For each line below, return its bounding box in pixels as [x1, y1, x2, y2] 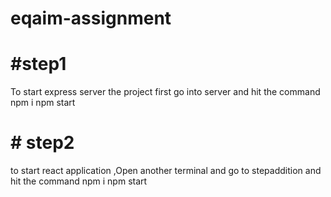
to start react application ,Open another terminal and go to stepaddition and [10, 165, 322, 177]
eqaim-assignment [10, 7, 172, 30]
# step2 [10, 132, 75, 154]
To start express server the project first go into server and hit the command [10, 86, 321, 98]
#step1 [10, 53, 67, 76]
